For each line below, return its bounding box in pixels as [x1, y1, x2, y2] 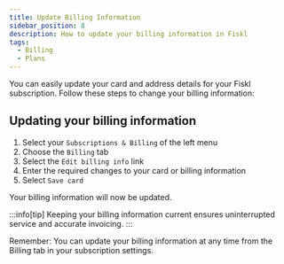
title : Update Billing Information [9, 12, 141, 22]
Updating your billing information [9, 113, 197, 128]
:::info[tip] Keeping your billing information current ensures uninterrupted [9, 209, 275, 220]
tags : [9, 37, 29, 47]
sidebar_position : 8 [9, 21, 86, 30]
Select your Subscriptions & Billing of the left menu [21, 136, 218, 147]
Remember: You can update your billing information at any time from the [9, 236, 273, 246]
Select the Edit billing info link [21, 156, 145, 167]
